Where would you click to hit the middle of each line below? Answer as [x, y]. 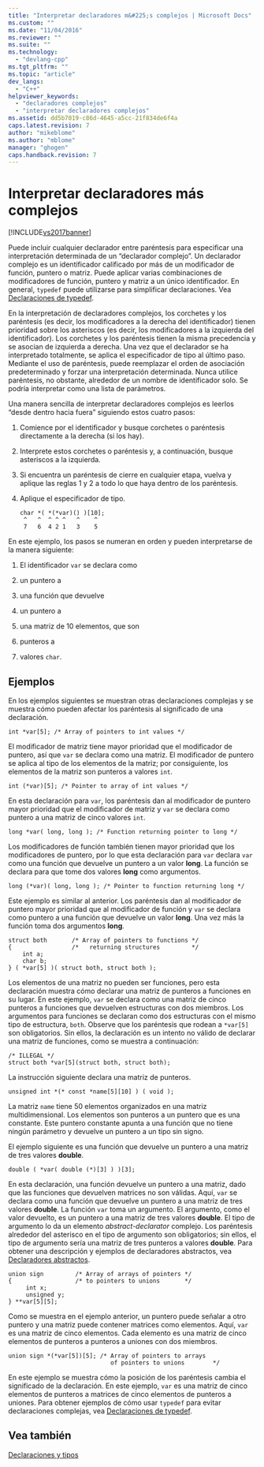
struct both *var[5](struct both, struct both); [89, 1062]
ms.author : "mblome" [42, 140]
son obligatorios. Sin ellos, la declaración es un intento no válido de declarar [132, 1033]
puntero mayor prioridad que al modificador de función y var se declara [125, 909]
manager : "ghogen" [38, 147]
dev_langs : [26, 81]
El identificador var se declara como [78, 566]
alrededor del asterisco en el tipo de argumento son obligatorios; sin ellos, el [132, 1234]
